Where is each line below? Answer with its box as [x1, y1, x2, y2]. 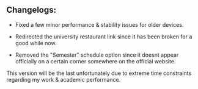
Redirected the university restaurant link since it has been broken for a [15, 33, 193, 40]
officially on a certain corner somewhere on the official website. [15, 57, 176, 65]
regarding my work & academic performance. [6, 76, 121, 83]
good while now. [15, 39, 57, 46]
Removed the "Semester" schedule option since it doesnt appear [15, 51, 179, 59]
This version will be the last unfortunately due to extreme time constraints [6, 69, 192, 77]
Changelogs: [6, 5, 57, 15]
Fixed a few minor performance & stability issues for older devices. [15, 21, 184, 28]
